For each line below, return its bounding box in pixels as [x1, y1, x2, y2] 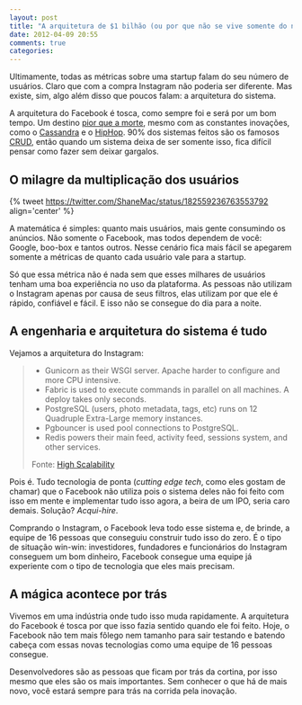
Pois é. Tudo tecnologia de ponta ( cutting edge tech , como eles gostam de [9, 476, 286, 486]
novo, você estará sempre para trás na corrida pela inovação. [9, 685, 237, 696]
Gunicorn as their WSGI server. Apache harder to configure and [44, 365, 280, 376]
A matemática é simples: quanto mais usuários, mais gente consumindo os [9, 222, 286, 234]
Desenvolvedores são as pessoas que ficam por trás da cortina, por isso [9, 666, 278, 677]
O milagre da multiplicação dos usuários [9, 172, 240, 187]
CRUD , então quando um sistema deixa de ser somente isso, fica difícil [9, 137, 271, 147]
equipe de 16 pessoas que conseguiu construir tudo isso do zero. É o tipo [9, 531, 281, 542]
